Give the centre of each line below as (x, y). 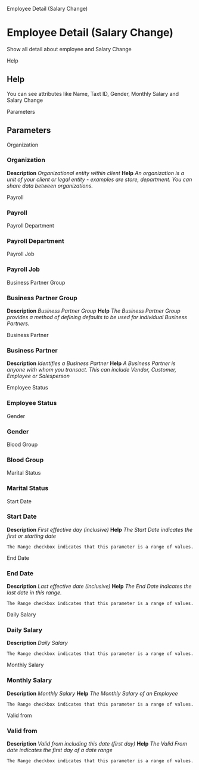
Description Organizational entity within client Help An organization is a (95, 173)
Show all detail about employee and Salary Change (69, 49)
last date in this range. (34, 593)
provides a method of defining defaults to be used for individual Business (97, 317)
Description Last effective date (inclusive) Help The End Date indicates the (99, 587)
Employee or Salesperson (38, 376)
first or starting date (31, 536)
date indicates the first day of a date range (60, 750)
